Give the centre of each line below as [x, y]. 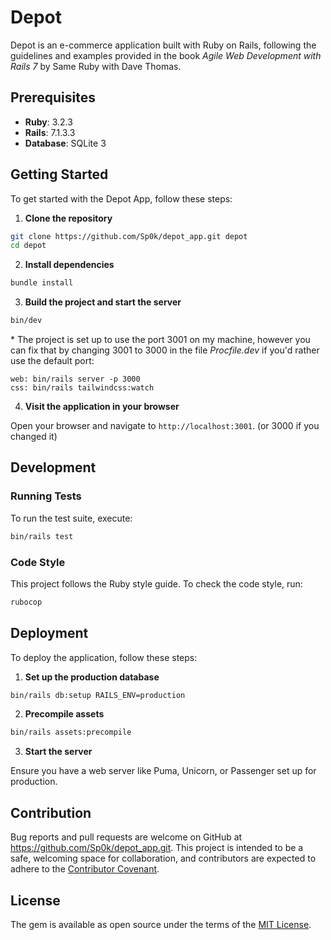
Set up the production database [92, 677]
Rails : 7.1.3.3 [50, 132]
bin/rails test [42, 536]
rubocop [26, 602]
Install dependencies [69, 265]
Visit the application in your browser [102, 407]
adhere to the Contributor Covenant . [85, 869]
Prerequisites [53, 97]
